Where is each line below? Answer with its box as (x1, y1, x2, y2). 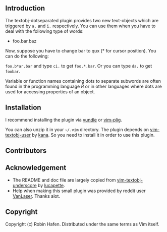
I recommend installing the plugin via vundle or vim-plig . (5, 117, 122, 123)
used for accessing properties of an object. (5, 88, 95, 95)
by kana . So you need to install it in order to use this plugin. (32, 132, 155, 138)
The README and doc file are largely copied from (12, 177, 116, 183)
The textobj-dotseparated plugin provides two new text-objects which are (5, 17, 159, 23)
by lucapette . (37, 182, 66, 188)
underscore (12, 182, 37, 188)
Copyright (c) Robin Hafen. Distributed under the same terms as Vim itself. (5, 221, 160, 227)
